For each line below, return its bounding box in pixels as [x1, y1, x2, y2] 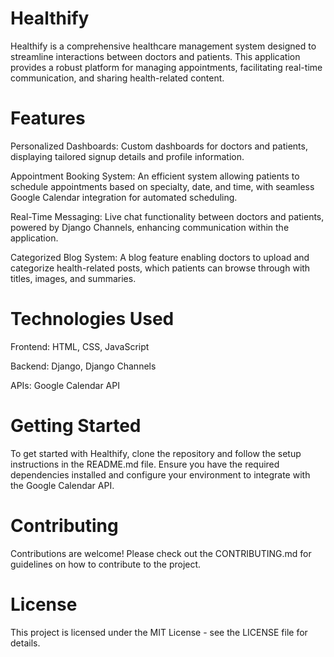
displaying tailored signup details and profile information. [10, 150, 245, 162]
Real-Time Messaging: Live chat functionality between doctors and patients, [10, 210, 325, 222]
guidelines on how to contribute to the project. [10, 558, 202, 570]
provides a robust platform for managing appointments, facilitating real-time [10, 61, 323, 73]
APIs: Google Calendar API [10, 379, 120, 391]
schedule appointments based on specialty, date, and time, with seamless [10, 180, 315, 192]
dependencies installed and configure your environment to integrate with [10, 468, 311, 481]
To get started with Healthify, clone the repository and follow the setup [10, 447, 302, 459]
